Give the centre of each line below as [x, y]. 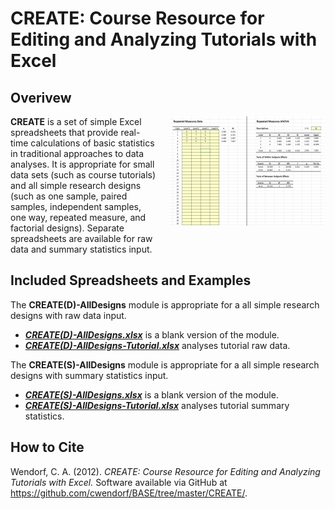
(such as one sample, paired [69, 196]
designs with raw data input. [68, 315]
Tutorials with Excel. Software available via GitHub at [119, 482]
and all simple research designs [76, 185]
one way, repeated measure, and [78, 217]
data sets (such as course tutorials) [83, 175]
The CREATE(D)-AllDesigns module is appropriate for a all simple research [165, 304]
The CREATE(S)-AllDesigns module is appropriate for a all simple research [165, 364]
